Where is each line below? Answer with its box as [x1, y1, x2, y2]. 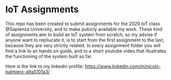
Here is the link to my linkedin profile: [5, 63, 84, 69]
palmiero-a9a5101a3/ [5, 68, 50, 75]
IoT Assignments [5, 4, 79, 15]
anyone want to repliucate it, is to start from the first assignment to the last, [5, 37, 164, 43]
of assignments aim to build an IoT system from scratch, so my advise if [5, 31, 158, 37]
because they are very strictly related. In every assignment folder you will [5, 42, 161, 48]
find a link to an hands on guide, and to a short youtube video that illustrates [5, 48, 166, 54]
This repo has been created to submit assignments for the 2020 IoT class [5, 21, 160, 27]
